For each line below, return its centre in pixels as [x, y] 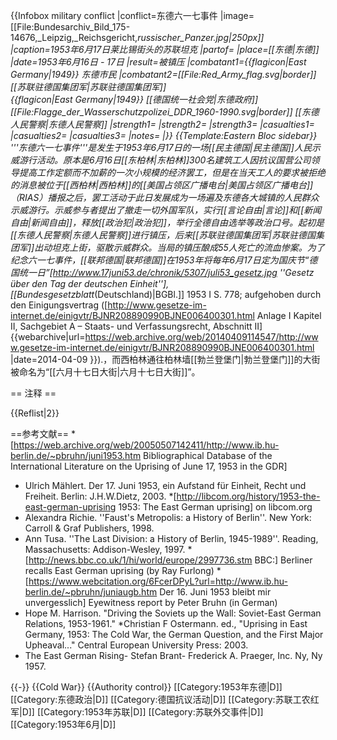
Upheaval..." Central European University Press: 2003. [136, 645]
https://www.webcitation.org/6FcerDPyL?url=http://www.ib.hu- [158, 581]
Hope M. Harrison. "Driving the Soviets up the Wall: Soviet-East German [173, 613]
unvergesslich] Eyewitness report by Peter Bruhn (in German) [151, 602]
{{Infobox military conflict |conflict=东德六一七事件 [114, 15]
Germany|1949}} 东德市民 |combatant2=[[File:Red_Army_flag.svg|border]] [163, 74]
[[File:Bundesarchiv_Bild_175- [70, 27]
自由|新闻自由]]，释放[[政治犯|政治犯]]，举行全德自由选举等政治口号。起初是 [167, 222]
